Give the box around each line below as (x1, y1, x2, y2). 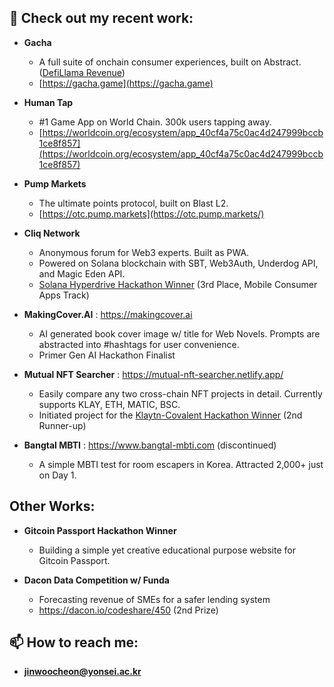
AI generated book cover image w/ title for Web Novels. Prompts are (38, 327, 321, 340)
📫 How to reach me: (9, 634, 139, 651)
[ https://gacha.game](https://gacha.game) (38, 77, 214, 89)
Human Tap (23, 96, 74, 108)
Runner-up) (38, 419, 87, 431)
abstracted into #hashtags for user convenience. (38, 338, 240, 350)
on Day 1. (38, 469, 77, 481)
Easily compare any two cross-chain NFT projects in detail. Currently (38, 387, 323, 400)
